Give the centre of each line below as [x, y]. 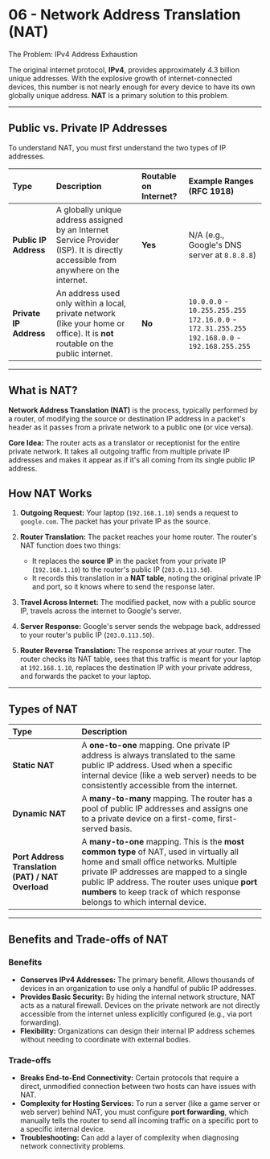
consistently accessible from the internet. [160, 786]
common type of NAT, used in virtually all [160, 852]
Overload [31, 887]
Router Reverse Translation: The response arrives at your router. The [135, 651]
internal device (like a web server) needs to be [169, 775]
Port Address [38, 857]
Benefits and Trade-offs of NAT [88, 939]
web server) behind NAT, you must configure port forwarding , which [134, 1112]
